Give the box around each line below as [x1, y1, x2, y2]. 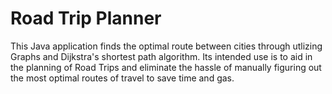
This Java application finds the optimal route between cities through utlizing [10, 40, 323, 52]
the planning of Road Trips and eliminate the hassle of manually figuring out [10, 61, 322, 73]
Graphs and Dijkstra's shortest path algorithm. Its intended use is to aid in [10, 50, 313, 62]
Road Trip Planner [10, 7, 162, 30]
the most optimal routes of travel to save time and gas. [10, 72, 235, 84]
